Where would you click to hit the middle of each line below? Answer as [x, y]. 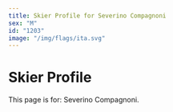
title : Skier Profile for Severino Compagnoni [87, 16]
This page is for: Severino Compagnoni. [74, 100]
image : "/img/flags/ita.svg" [57, 38]
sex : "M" [23, 23]
